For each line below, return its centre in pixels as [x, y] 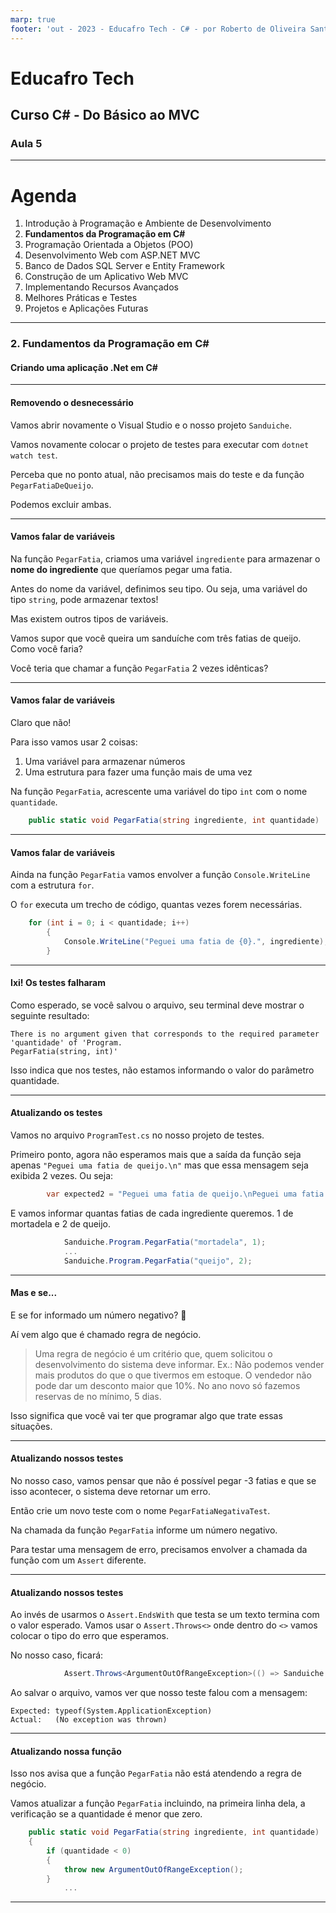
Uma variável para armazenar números [105, 762]
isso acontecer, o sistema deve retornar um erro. [110, 1491]
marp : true [33, 19]
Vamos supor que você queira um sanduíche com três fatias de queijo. [156, 638]
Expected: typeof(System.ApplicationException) [111, 1711]
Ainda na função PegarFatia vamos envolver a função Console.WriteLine [160, 875]
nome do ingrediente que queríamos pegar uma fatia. [121, 569]
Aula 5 [26, 143]
